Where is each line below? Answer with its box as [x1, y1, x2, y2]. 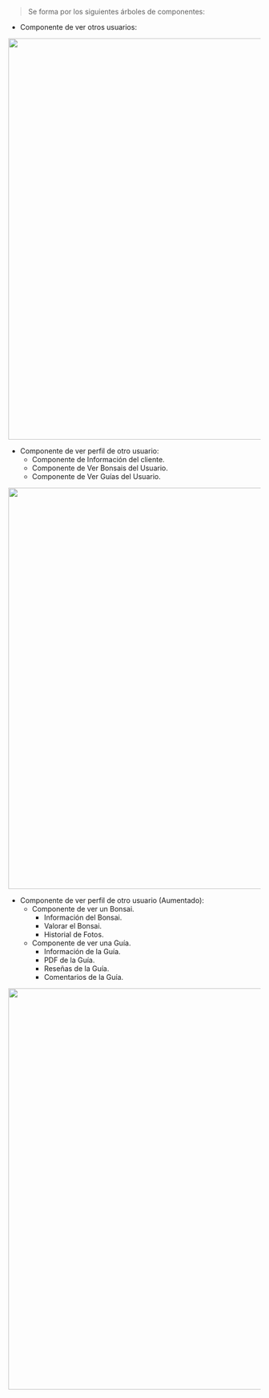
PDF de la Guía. [43, 955, 95, 965]
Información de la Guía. [43, 947, 122, 956]
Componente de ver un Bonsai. [31, 904, 134, 913]
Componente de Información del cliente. [31, 455, 166, 464]
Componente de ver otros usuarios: [19, 22, 138, 31]
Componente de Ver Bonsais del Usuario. [31, 463, 168, 473]
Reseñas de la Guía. [43, 964, 110, 973]
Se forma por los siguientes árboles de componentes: [27, 7, 206, 16]
